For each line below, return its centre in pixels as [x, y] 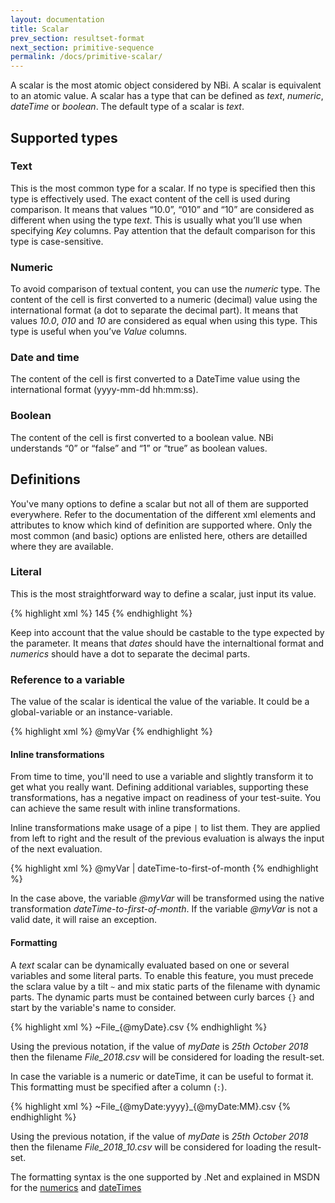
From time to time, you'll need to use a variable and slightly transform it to [162, 777]
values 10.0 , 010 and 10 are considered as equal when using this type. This [164, 321]
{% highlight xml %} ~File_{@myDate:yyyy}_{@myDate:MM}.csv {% [151, 1106]
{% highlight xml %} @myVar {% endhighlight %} [111, 732]
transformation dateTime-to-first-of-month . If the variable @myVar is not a [164, 909]
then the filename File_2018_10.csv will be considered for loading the [151, 1147]
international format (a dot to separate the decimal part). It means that [154, 310]
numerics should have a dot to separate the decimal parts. [130, 653]
